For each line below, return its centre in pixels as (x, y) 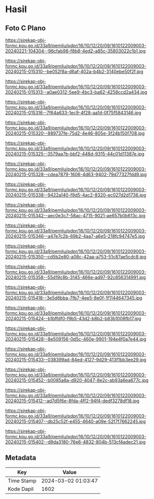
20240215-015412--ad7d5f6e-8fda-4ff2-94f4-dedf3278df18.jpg (72, 401)
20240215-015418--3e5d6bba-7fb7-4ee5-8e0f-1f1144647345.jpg (74, 298)
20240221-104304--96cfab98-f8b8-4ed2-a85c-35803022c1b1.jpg (75, 51)
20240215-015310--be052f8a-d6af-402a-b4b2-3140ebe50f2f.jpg (74, 71)
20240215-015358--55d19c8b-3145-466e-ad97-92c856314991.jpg (76, 277)
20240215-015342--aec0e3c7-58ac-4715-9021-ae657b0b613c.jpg (75, 216)
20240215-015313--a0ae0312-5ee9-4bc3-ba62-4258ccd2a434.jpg (76, 92)
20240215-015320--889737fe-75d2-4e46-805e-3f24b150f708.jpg (75, 133)
